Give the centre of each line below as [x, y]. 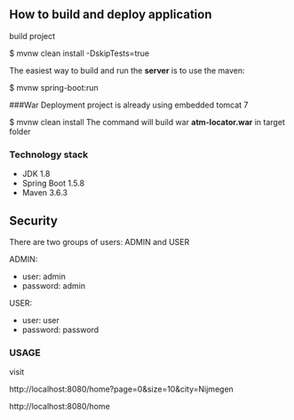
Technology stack [49, 155]
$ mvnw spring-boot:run [54, 87]
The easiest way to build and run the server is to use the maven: [127, 70]
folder [20, 131]
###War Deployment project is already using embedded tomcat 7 [129, 105]
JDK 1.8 [36, 174]
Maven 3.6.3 [45, 193]
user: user [40, 320]
